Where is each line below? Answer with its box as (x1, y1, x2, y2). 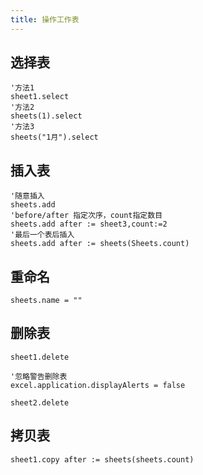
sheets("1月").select (10, 132, 99, 143)
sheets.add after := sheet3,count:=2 (10, 219, 168, 230)
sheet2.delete (10, 397, 70, 408)
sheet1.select (10, 92, 70, 102)
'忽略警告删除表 (10, 371, 68, 381)
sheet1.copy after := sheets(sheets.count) (10, 454, 195, 465)
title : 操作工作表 (10, 14, 80, 25)
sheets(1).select (10, 111, 83, 121)
